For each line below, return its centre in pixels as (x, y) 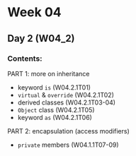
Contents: (25, 59)
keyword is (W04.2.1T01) (54, 87)
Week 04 (34, 12)
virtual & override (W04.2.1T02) (66, 95)
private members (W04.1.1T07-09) (68, 145)
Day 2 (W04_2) (41, 38)
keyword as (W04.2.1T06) (55, 117)
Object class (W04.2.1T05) (56, 109)
